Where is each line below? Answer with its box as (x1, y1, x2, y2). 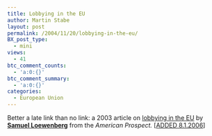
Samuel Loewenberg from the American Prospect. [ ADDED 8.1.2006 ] (7, 121, 206, 129)
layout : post (7, 23, 45, 30)
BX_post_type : (7, 36, 49, 43)
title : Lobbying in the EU (7, 10, 85, 17)
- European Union (13, 95, 64, 102)
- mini (13, 43, 33, 50)
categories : (7, 88, 42, 95)
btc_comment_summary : (7, 75, 70, 82)
